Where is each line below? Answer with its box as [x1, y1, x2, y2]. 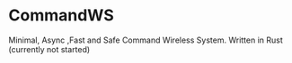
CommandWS [8, 5, 114, 26]
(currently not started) [8, 43, 91, 54]
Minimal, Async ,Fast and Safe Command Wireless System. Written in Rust [8, 35, 284, 45]
